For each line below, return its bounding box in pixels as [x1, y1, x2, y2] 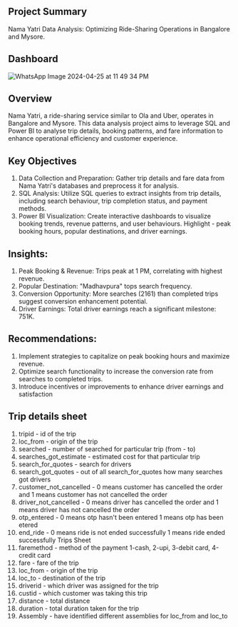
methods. [18, 204, 47, 213]
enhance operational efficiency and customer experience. [8, 134, 178, 143]
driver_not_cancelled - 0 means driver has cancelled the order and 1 [18, 498, 219, 506]
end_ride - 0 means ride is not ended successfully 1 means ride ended [18, 528, 225, 536]
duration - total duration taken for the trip [18, 603, 140, 613]
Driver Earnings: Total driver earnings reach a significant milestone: [18, 305, 217, 313]
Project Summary [8, 6, 88, 18]
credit [18, 551, 36, 559]
